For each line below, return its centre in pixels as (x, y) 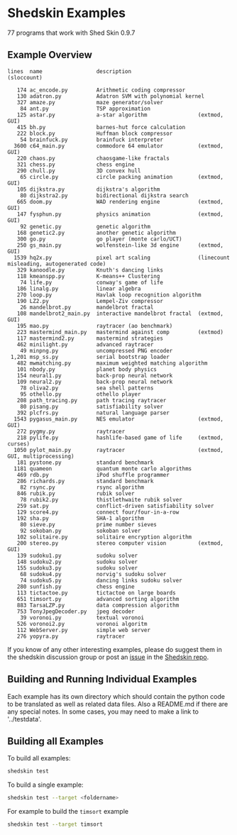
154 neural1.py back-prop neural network (95, 375)
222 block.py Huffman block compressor (95, 133)
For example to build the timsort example (68, 812)
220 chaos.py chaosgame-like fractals (93, 158)
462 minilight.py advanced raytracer (85, 344)
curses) (19, 444)
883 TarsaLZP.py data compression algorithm (98, 605)
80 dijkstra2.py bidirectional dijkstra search (105, 195)
